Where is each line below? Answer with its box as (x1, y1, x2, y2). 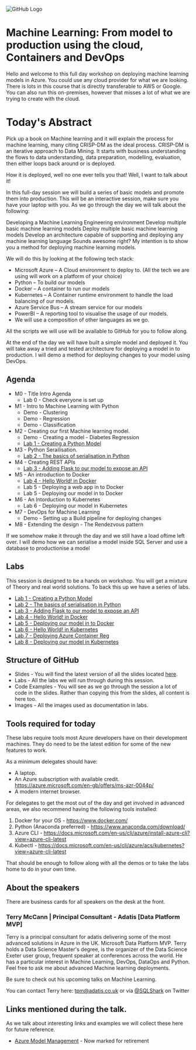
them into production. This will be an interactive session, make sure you (6, 195, 179, 202)
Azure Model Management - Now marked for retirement (14, 1037, 149, 1045)
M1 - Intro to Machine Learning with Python (14, 402, 119, 409)
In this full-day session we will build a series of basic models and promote (6, 189, 184, 196)
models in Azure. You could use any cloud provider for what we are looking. (6, 76, 189, 83)
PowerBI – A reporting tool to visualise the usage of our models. (14, 310, 169, 317)
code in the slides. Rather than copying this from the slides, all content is (14, 689, 190, 696)
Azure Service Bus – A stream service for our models (14, 303, 143, 310)
